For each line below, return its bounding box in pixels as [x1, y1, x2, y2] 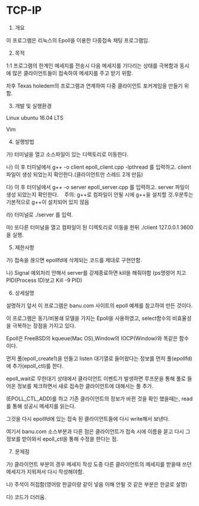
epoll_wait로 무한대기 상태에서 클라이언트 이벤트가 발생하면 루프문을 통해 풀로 [6, 375, 186, 382]
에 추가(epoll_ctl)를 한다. [6, 362, 64, 370]
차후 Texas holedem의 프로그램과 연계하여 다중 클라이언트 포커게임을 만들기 [6, 82, 183, 89]
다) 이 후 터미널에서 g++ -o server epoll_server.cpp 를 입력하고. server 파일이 [6, 183, 190, 191]
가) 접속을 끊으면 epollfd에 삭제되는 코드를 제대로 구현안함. [6, 256, 143, 263]
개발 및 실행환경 [14, 102, 52, 109]
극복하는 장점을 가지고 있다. [12, 322, 76, 329]
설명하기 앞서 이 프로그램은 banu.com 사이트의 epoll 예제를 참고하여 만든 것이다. [6, 302, 193, 309]
